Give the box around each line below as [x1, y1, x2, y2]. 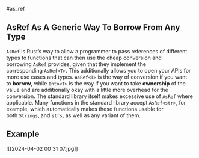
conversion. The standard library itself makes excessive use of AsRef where [6, 93, 194, 100]
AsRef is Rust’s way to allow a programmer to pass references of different [6, 47, 188, 55]
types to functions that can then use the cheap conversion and [6, 54, 162, 61]
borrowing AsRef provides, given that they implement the [6, 60, 146, 68]
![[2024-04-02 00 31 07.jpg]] [6, 145, 78, 152]
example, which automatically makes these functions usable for [6, 105, 164, 112]
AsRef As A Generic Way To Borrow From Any [6, 22, 180, 32]
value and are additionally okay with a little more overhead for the [6, 86, 168, 93]
